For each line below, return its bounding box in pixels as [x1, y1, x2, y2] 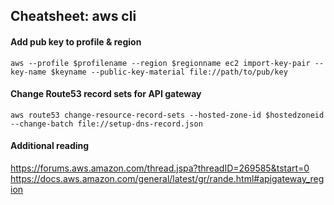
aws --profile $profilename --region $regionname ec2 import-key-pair [10, 58, 311, 68]
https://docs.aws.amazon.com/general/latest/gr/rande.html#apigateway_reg [10, 173, 325, 184]
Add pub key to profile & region [10, 35, 142, 48]
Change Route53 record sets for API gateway [10, 88, 202, 100]
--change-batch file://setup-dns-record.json [10, 119, 203, 129]
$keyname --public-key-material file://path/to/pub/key [50, 67, 288, 77]
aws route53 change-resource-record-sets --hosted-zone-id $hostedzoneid [10, 110, 325, 120]
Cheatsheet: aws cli [10, 8, 137, 25]
